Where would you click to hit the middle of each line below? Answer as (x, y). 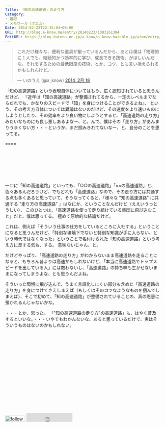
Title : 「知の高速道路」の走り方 (35, 10)
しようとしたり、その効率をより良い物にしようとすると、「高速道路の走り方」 (82, 115)
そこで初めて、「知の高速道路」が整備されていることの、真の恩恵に (92, 296)
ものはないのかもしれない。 (46, 325)
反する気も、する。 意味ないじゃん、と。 (59, 245)
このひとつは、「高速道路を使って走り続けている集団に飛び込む (89, 210)
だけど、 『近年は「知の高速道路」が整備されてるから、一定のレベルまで (79, 97)
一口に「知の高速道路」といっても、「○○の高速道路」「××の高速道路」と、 (80, 185)
